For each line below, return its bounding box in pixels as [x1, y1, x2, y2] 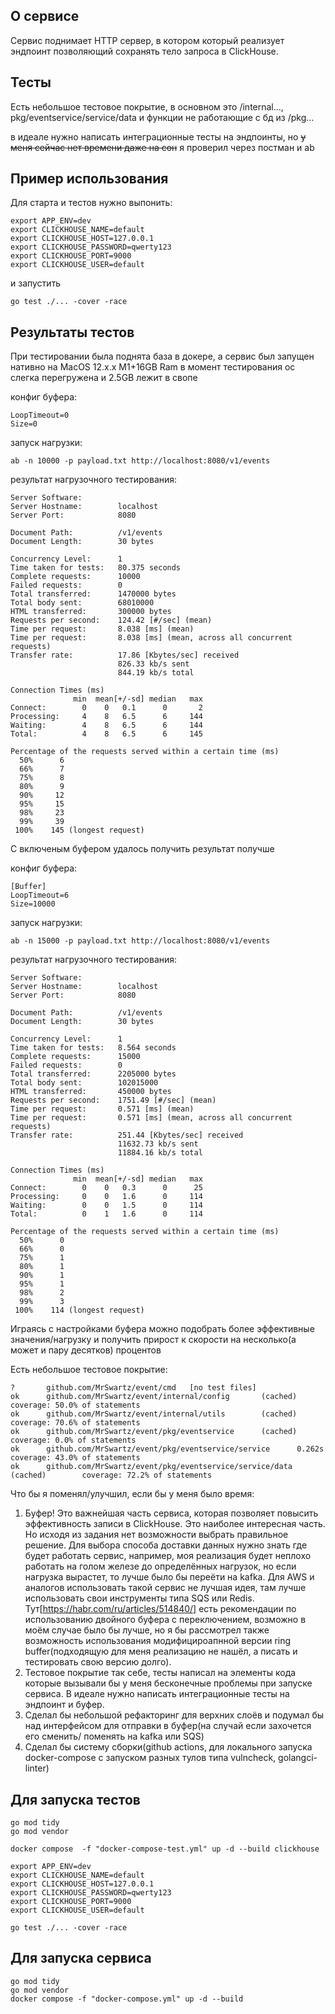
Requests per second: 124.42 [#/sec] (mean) [10, 615, 213, 626]
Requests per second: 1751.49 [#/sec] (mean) [10, 1095, 217, 1106]
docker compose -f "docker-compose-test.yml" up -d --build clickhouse [10, 1844, 320, 1854]
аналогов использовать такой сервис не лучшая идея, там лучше [24, 1582, 307, 1594]
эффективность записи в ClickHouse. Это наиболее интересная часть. [24, 1518, 326, 1530]
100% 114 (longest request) [14, 1305, 145, 1316]
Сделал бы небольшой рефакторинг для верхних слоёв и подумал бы [24, 1709, 325, 1721]
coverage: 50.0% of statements [10, 1400, 141, 1411]
